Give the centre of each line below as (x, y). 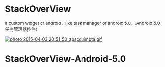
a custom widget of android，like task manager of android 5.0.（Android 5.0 (82, 23)
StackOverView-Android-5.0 (65, 59)
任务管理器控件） (22, 29)
